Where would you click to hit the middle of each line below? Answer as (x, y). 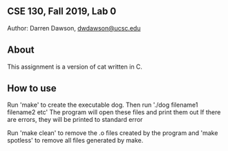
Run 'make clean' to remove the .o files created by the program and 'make (113, 133)
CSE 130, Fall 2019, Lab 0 (62, 11)
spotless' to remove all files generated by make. (75, 141)
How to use (32, 88)
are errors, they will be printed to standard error (75, 120)
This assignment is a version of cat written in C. (75, 66)
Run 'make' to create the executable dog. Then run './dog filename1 (103, 105)
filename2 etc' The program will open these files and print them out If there (114, 112)
